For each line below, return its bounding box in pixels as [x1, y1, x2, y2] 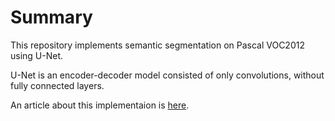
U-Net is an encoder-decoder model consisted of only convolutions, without [10, 69, 325, 81]
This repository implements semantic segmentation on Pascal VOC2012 [10, 39, 305, 51]
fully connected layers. [10, 79, 105, 91]
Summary [10, 6, 93, 29]
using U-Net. [10, 49, 64, 61]
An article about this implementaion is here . [10, 99, 190, 111]
